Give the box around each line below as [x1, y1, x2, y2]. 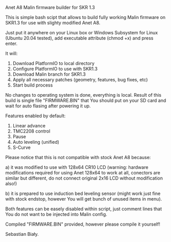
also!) [5, 181, 17, 186]
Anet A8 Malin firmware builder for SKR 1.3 [5, 5, 95, 10]
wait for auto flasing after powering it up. [5, 103, 91, 109]
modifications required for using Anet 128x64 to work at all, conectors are [5, 170, 161, 175]
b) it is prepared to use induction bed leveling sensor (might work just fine [5, 190, 161, 196]
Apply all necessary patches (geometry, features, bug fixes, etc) [12, 77, 148, 82]
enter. [5, 40, 18, 47]
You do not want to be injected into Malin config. [5, 211, 107, 217]
